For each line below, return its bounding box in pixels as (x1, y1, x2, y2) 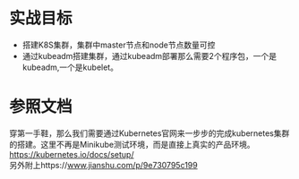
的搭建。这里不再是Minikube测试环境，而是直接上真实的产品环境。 (9, 139, 255, 149)
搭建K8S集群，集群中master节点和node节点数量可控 (21, 39, 216, 50)
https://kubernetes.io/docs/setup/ (9, 149, 134, 159)
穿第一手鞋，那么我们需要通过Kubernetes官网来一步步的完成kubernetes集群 (9, 127, 290, 139)
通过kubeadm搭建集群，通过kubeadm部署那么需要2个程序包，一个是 (21, 50, 278, 61)
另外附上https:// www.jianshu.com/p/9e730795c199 (9, 159, 199, 170)
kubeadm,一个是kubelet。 (21, 62, 119, 72)
